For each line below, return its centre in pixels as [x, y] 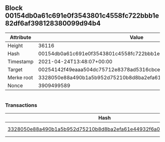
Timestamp [21, 61]
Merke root [20, 77]
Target [15, 69]
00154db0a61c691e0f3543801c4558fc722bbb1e [82, 16]
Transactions [21, 105]
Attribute [20, 37]
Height [15, 45]
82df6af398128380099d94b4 [53, 23]
